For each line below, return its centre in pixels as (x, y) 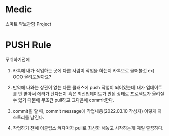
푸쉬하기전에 (18, 59)
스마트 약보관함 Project (28, 24)
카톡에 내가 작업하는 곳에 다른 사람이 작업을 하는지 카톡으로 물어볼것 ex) (83, 70)
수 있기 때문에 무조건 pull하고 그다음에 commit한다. (63, 100)
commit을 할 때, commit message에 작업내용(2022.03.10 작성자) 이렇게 (84, 111)
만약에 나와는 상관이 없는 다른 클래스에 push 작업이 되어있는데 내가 (79, 87)
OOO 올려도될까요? (32, 77)
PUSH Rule (28, 45)
